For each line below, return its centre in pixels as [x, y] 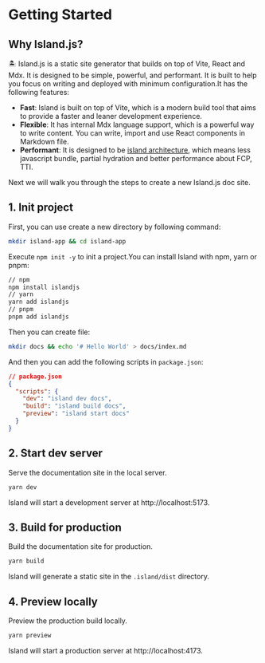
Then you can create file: [49, 332]
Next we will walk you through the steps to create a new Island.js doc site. [129, 182]
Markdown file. [44, 142]
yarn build [26, 561]
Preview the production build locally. [68, 621]
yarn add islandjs [39, 302]
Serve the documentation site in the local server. [88, 472]
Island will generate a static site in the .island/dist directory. [109, 577]
